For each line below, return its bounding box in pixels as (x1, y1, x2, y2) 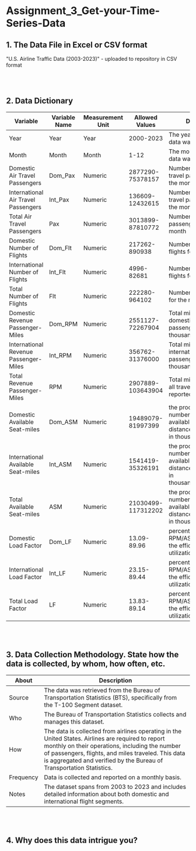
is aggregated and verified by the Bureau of (43, 756, 163, 764)
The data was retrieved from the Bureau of (43, 686, 160, 694)
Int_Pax (48, 195, 69, 204)
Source (9, 693, 29, 701)
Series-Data (6, 16, 66, 30)
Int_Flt (48, 268, 66, 276)
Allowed (134, 113, 157, 121)
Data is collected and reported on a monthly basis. (43, 773, 182, 781)
